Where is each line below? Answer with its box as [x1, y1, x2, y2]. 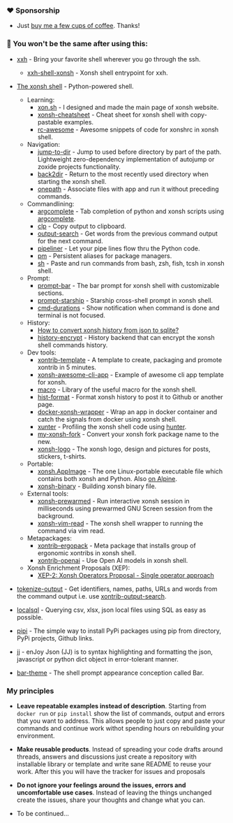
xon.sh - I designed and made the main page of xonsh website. [37, 103, 219, 111]
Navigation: [27, 140, 61, 148]
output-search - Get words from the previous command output [37, 229, 218, 238]
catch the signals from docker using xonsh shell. [37, 415, 177, 423]
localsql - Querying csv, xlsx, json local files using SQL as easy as [16, 606, 206, 614]
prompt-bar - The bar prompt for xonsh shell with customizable [37, 281, 220, 289]
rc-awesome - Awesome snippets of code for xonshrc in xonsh [37, 125, 219, 134]
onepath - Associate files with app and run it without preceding [37, 185, 219, 193]
